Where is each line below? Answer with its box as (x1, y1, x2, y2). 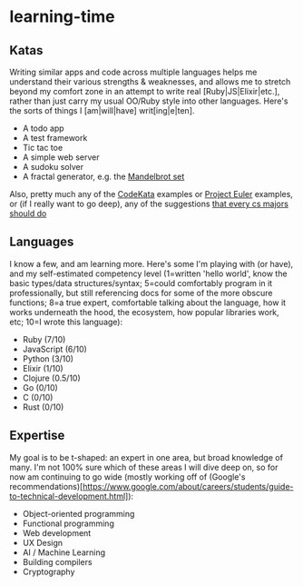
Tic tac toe (22, 143, 64, 153)
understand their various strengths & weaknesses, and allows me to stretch (9, 76, 291, 87)
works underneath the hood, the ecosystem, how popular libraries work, (9, 306, 279, 317)
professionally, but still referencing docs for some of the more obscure (9, 287, 273, 298)
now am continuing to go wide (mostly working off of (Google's (9, 471, 246, 482)
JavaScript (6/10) (22, 343, 88, 354)
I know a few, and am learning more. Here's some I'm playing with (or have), (9, 258, 294, 269)
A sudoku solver (22, 162, 84, 172)
